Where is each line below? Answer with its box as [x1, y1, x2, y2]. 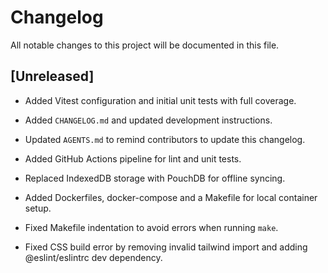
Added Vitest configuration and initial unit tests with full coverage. [24, 94, 297, 106]
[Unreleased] [10, 68, 95, 85]
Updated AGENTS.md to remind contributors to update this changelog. [24, 133, 306, 145]
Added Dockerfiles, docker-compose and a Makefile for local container [24, 191, 318, 203]
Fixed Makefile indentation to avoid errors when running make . [24, 221, 279, 233]
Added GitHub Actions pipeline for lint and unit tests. [24, 152, 242, 165]
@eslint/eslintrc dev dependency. [24, 251, 163, 263]
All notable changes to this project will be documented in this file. [10, 39, 280, 51]
